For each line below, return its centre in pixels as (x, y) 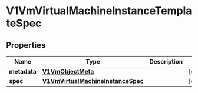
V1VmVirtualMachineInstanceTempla (99, 11)
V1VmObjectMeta (68, 72)
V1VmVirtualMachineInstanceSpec (93, 81)
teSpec (24, 23)
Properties (26, 45)
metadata (23, 72)
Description (166, 62)
